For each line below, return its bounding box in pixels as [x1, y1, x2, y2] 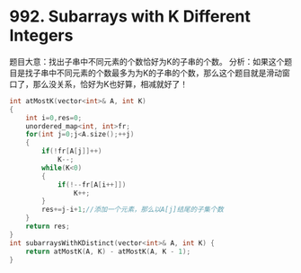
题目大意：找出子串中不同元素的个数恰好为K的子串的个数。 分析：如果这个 [9, 56, 285, 66]
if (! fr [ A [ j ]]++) [41, 146, 102, 156]
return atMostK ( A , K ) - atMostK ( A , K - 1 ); [25, 247, 191, 256]
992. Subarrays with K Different [9, 6, 252, 27]
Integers [9, 25, 74, 46]
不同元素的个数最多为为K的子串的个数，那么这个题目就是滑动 [56, 67, 283, 78]
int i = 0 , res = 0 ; [25, 113, 83, 122]
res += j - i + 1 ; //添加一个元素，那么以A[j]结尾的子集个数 [41, 205, 225, 215]
